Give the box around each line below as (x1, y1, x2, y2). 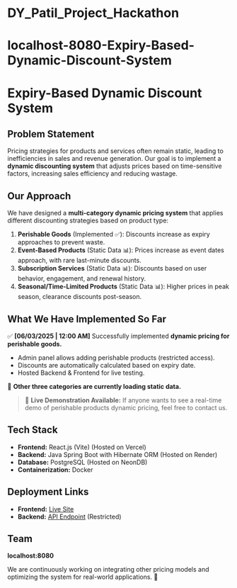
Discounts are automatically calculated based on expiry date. (17, 361, 196, 369)
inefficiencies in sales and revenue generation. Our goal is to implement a (7, 154, 221, 163)
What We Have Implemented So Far (7, 313, 166, 325)
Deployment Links (7, 486, 89, 498)
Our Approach (7, 190, 71, 202)
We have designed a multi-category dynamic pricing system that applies (7, 209, 224, 217)
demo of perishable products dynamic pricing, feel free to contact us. (24, 404, 228, 412)
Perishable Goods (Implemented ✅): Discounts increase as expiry (17, 230, 210, 239)
